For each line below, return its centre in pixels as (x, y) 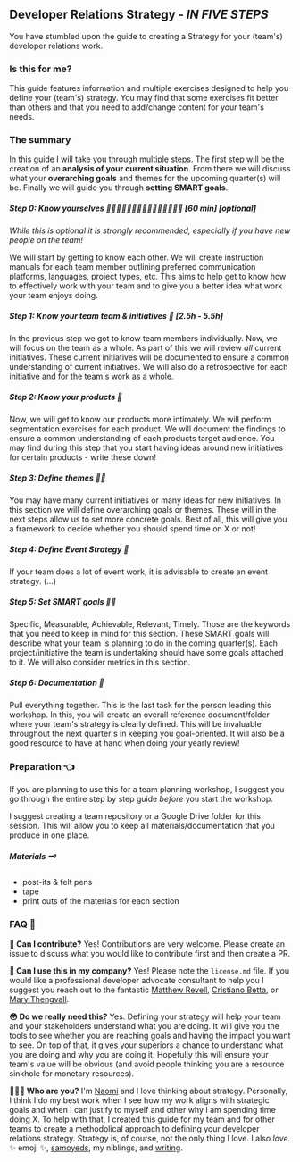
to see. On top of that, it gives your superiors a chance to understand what (146, 1045)
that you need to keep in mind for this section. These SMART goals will (139, 634)
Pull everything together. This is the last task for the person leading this (140, 706)
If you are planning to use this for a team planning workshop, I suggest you (147, 790)
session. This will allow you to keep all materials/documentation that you (142, 826)
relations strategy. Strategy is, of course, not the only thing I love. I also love (149, 1138)
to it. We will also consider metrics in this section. (100, 662)
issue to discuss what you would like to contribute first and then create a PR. (150, 953)
